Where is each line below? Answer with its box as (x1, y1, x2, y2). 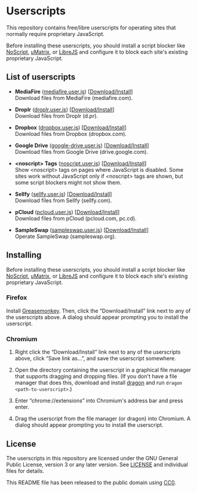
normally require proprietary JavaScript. (6, 30, 105, 37)
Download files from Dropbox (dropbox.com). (14, 130, 127, 137)
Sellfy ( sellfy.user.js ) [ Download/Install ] (14, 190, 112, 198)
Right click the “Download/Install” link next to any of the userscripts (14, 348, 181, 356)
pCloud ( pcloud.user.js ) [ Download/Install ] (14, 208, 120, 215)
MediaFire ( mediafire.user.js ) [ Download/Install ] (14, 88, 133, 95)
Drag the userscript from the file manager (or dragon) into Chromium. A (14, 415, 191, 423)
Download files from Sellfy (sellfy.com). (14, 196, 112, 204)
